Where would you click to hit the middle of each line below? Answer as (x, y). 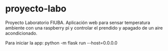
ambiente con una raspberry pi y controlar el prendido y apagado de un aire (84, 27)
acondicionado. (21, 33)
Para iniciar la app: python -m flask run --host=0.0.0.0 (61, 42)
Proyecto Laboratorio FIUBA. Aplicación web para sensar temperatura (78, 22)
